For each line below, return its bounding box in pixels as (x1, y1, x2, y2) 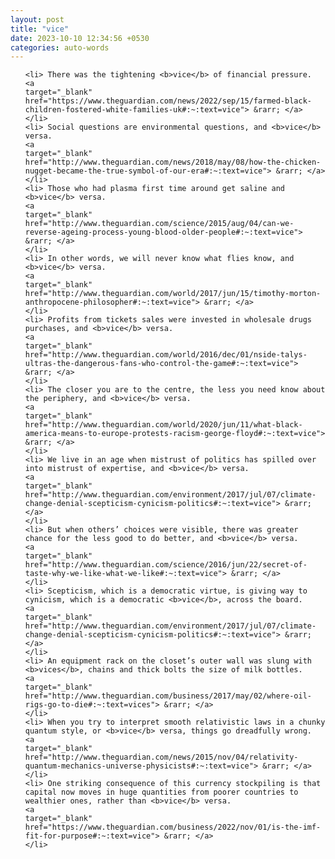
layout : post (10, 14, 65, 25)
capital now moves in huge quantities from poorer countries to (24, 787, 299, 798)
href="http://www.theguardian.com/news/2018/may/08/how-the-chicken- (24, 157, 322, 168)
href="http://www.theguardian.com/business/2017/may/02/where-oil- (24, 691, 312, 701)
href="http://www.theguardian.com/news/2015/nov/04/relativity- (24, 752, 299, 763)
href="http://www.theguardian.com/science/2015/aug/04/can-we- (24, 219, 295, 229)
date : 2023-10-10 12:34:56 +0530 (10, 33, 150, 43)
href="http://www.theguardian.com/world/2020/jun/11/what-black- (24, 420, 303, 430)
